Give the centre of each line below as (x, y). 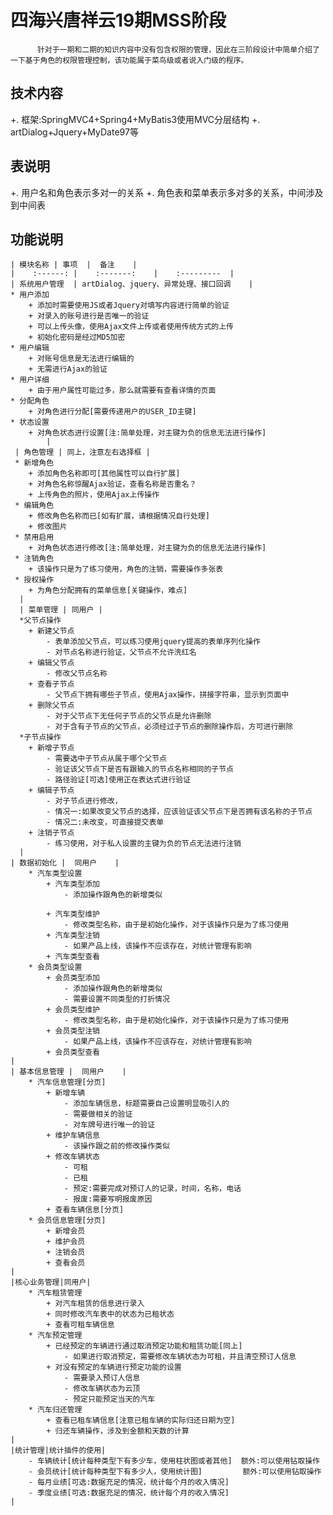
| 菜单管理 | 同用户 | (61, 610)
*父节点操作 (40, 621)
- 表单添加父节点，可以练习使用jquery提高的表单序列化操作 (153, 642)
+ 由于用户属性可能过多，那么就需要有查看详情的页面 (122, 391)
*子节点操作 (40, 737)
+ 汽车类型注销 (73, 936)
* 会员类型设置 (55, 967)
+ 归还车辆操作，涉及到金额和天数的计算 (118, 1431)
